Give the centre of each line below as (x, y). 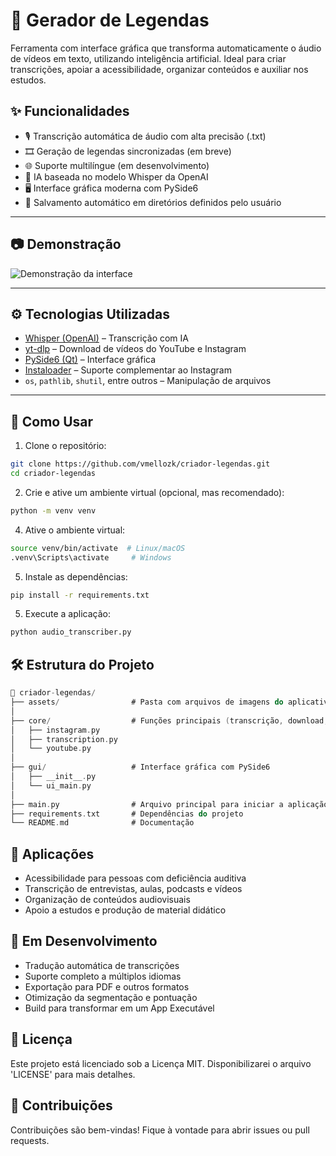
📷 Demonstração (66, 244)
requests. (30, 1140)
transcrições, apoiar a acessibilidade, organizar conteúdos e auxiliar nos (159, 69)
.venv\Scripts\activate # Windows (91, 557)
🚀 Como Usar (52, 421)
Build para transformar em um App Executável (119, 1008)
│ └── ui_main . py (51, 785)
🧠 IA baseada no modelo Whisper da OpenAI (116, 176)
